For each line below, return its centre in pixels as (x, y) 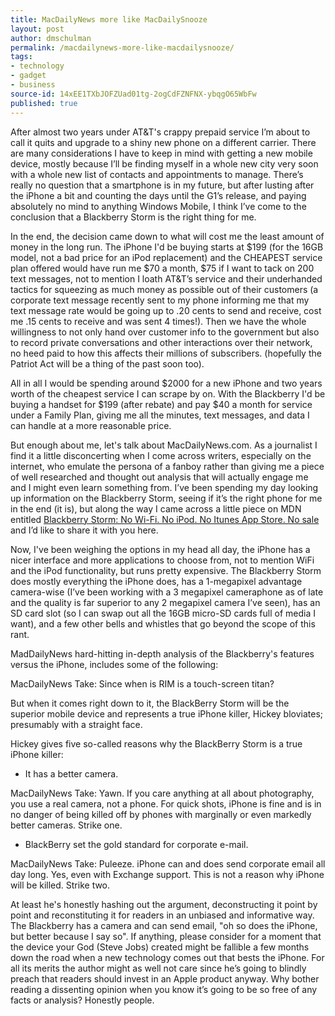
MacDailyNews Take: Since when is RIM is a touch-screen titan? (142, 683)
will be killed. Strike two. (60, 885)
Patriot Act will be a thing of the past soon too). (107, 363)
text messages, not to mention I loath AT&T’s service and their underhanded (166, 278)
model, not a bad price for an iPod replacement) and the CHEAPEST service (166, 257)
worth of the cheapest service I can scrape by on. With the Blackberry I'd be (168, 393)
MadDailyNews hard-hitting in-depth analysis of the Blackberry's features (162, 653)
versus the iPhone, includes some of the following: (114, 664)
